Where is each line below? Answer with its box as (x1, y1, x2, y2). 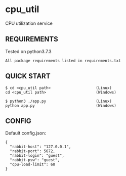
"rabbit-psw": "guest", (10, 158, 60, 163)
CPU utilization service (5, 20, 53, 26)
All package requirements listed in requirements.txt (5, 58, 121, 63)
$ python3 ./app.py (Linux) (5, 99, 112, 104)
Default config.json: (5, 130, 47, 136)
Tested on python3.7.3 (5, 48, 52, 54)
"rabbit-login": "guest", (10, 153, 65, 158)
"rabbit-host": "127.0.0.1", (10, 144, 71, 150)
